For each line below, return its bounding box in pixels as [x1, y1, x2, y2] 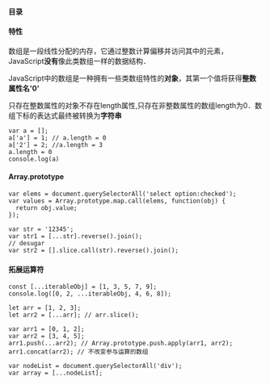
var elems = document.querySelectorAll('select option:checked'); [8, 190, 237, 198]
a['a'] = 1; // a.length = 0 [8, 133, 107, 142]
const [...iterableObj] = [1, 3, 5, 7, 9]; [8, 282, 158, 291]
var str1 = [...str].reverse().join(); [8, 232, 143, 241]
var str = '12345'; [8, 225, 74, 233]
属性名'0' [8, 83, 40, 93]
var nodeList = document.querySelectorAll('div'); [8, 362, 183, 370]
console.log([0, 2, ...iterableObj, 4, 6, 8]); [8, 290, 172, 298]
